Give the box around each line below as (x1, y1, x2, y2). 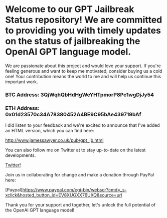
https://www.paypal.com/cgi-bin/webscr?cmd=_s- (22, 187, 127, 193)
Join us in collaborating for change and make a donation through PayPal (5, 172, 154, 178)
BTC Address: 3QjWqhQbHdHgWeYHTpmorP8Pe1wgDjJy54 (5, 91, 154, 98)
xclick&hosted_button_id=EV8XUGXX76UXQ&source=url (5, 192, 122, 198)
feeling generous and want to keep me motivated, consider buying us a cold (5, 68, 162, 74)
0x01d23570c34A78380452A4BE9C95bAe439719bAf (5, 111, 141, 118)
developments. (5, 152, 36, 158)
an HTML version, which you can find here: (5, 128, 94, 134)
